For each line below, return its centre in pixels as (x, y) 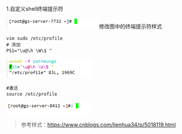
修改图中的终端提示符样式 (131, 26)
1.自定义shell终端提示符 (35, 9)
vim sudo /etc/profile (34, 38)
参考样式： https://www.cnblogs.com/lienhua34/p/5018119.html (98, 125)
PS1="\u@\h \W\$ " (29, 51)
